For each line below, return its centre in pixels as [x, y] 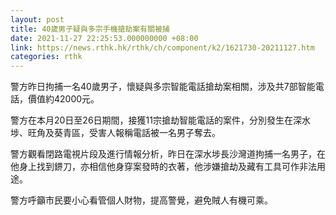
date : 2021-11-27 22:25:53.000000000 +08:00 [104, 38]
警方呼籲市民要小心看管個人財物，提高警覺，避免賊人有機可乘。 [141, 200]
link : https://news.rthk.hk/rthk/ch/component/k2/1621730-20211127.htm [162, 47]
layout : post [37, 19]
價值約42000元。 [63, 99]
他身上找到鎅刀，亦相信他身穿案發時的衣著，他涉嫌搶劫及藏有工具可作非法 [163, 167]
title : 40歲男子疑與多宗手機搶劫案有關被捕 [90, 29]
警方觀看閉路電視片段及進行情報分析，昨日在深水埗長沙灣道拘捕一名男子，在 [168, 154]
